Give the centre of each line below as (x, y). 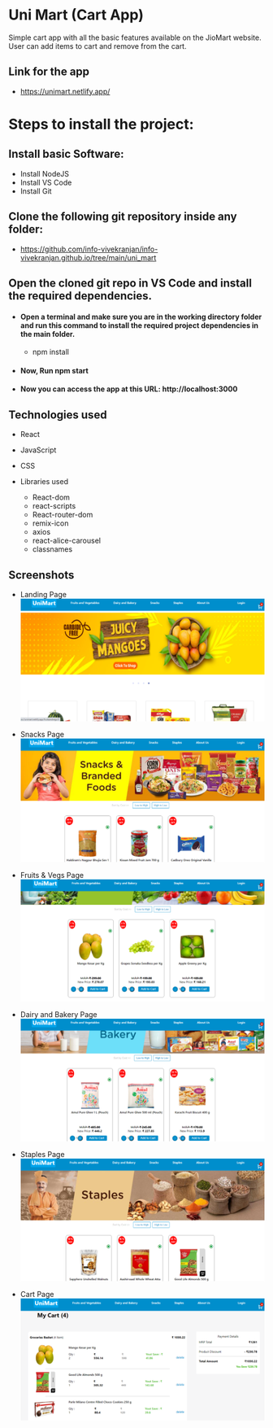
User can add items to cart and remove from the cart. (97, 46)
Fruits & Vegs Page (52, 876)
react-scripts (54, 506)
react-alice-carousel (67, 541)
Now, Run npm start (54, 370)
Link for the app (49, 72)
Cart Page (37, 1295)
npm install (50, 352)
